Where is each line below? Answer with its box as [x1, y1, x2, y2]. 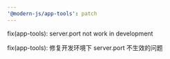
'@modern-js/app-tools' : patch [7, 10, 97, 17]
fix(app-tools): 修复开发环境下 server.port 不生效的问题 [7, 43, 163, 52]
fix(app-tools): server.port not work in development [7, 29, 153, 37]
